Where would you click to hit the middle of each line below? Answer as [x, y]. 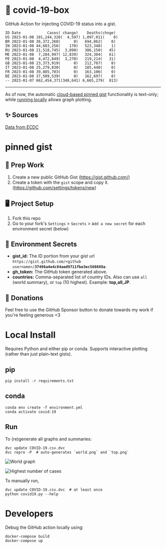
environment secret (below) [41, 228]
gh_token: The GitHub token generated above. [60, 272]
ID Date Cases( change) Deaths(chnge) [61, 33]
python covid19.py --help [32, 494]
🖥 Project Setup [29, 204]
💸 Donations [24, 298]
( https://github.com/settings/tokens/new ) [54, 187]
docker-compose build [27, 536]
